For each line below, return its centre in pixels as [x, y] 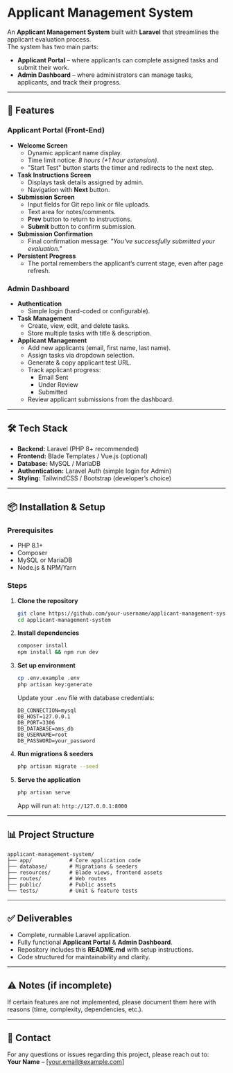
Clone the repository [48, 600]
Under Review [58, 384]
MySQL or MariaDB [45, 560]
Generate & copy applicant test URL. [79, 363]
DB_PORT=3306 [36, 722]
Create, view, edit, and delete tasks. [79, 325]
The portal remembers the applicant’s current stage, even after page [125, 263]
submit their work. [43, 67]
